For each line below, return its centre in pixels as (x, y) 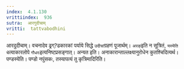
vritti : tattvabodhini (36, 28)
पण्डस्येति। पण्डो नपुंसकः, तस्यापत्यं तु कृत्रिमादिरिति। (56, 59)
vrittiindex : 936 (29, 17)
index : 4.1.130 (26, 12)
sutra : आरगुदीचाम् (26, 23)
